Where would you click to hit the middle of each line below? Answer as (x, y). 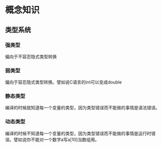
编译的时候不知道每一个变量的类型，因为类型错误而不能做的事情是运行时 (78, 133)
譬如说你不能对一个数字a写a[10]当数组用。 (56, 139)
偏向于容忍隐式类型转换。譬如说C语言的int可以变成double (63, 82)
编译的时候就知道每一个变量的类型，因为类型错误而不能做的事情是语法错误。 (82, 108)
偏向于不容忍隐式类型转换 (31, 57)
